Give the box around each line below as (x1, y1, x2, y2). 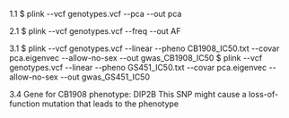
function (9, 98, 40, 109)
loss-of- (248, 89, 279, 99)
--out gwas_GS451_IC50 (59, 72, 151, 82)
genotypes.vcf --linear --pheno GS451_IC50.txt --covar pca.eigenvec (9, 63, 267, 72)
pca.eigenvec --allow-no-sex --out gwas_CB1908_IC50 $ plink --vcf (9, 53, 263, 63)
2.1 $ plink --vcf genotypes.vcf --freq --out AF (9, 26, 181, 36)
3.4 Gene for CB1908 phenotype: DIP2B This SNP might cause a (9, 89, 247, 99)
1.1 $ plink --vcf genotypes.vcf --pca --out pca (9, 9, 182, 19)
